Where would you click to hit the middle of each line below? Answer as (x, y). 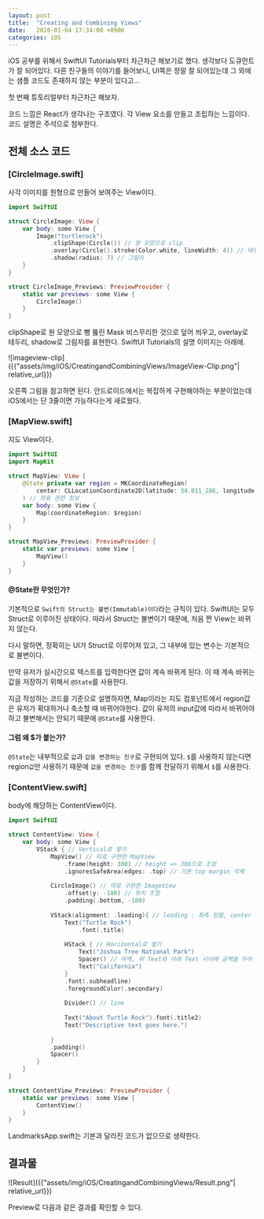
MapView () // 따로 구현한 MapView (103, 857)
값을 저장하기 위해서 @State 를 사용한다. (68, 682)
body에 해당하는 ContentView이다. (62, 805)
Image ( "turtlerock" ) (70, 236)
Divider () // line (94, 1003)
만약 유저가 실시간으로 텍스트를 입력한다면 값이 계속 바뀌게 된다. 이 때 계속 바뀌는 (132, 671)
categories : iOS (35, 37)
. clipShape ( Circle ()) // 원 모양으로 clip (116, 243)
